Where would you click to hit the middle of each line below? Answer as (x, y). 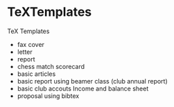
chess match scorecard (51, 66)
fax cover (31, 44)
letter (25, 52)
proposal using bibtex (48, 96)
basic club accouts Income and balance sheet (83, 88)
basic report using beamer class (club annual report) (92, 81)
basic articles (36, 74)
